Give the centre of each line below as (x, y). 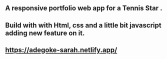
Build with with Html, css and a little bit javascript (83, 25)
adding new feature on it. (45, 33)
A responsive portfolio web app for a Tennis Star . (84, 8)
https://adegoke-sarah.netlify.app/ (61, 50)
